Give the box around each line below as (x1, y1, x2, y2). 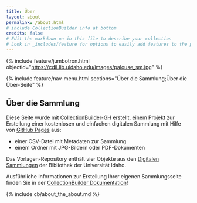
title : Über (6, 8, 35, 15)
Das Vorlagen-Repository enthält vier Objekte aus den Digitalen (6, 155, 159, 162)
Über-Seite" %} (6, 81, 44, 88)
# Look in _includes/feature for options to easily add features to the (6, 42, 188, 48)
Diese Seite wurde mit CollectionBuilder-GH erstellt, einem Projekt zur (6, 114, 175, 121)
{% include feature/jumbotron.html (6, 57, 90, 65)
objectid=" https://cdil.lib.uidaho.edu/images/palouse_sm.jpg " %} (6, 63, 163, 70)
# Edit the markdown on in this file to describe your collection (6, 36, 172, 42)
